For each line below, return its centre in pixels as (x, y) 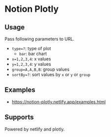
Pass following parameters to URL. (40, 39)
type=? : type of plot (31, 48)
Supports (19, 117)
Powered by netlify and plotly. (35, 129)
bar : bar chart (33, 54)
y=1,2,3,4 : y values (31, 64)
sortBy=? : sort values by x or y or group (51, 74)
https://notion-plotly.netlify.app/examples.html (59, 102)
